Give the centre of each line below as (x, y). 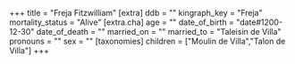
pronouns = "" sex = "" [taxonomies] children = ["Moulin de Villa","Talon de (147, 41)
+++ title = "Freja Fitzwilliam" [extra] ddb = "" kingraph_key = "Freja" (136, 13)
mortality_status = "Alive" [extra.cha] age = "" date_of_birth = (122, 22)
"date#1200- (260, 22)
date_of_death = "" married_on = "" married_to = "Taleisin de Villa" (159, 32)
